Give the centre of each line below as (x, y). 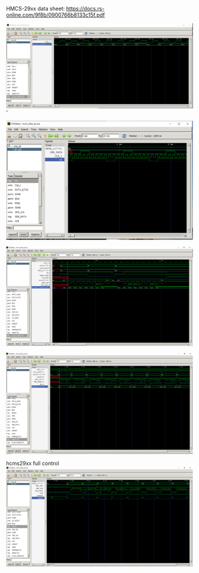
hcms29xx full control (33, 463)
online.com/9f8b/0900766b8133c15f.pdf (56, 15)
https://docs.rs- (85, 9)
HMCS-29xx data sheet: (36, 9)
